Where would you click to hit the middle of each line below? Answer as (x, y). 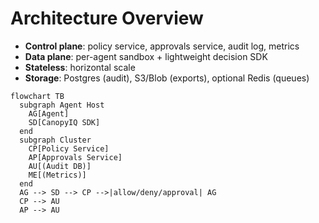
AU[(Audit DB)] (60, 166)
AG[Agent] (49, 113)
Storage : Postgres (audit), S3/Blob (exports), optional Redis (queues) (167, 78)
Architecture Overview (107, 18)
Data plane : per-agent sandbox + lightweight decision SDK (146, 56)
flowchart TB (37, 96)
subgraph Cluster (55, 140)
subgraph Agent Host (62, 105)
